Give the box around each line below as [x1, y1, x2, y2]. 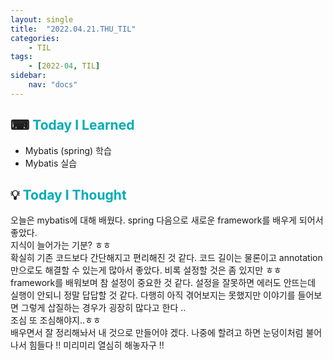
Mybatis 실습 [24, 157, 78, 169]
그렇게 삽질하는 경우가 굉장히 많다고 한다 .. [20, 302, 187, 314]
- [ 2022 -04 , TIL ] [28, 61, 101, 71]
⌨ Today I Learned [10, 117, 135, 134]
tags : [10, 52, 33, 62]
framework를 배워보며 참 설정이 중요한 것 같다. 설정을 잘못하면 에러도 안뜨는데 [10, 277, 317, 289]
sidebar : [10, 71, 47, 81]
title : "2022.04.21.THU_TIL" [10, 24, 137, 34]
